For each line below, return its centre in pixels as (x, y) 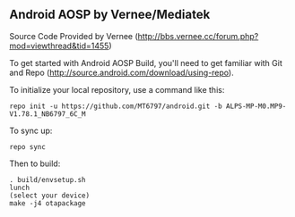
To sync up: (31, 130)
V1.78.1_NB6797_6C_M (48, 114)
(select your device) (50, 196)
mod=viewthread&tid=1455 (59, 46)
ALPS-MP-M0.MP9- (256, 106)
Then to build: (35, 163)
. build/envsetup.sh (48, 179)
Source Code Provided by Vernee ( (74, 36)
